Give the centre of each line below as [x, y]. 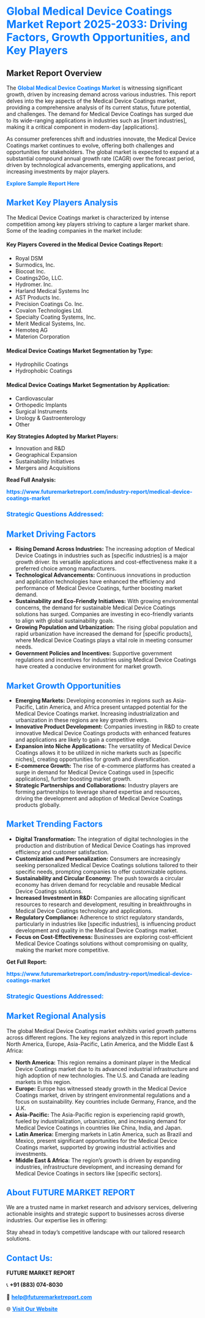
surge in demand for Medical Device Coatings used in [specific [95, 772]
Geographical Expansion [46, 455]
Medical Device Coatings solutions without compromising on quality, [102, 943]
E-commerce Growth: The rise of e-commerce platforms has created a [105, 765]
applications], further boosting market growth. [73, 779]
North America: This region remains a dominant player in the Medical [103, 1062]
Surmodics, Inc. [35, 265]
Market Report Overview [54, 73]
